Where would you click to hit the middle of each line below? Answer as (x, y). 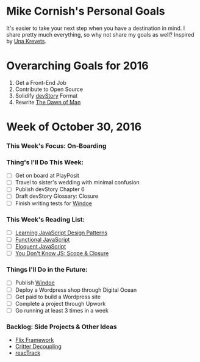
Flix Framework (34, 340)
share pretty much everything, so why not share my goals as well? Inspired (100, 34)
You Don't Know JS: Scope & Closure (62, 253)
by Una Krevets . (27, 41)
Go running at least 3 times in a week (62, 310)
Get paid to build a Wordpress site (58, 297)
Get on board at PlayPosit (47, 176)
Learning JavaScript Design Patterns (61, 233)
